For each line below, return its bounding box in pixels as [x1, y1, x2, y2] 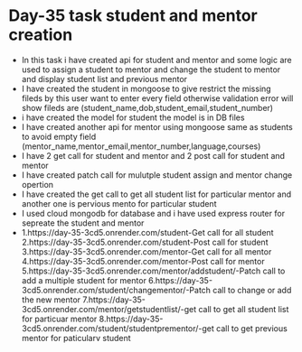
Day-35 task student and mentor [8, 5, 259, 26]
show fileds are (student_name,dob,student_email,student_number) [21, 102, 273, 113]
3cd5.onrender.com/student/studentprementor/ [21, 322, 199, 334]
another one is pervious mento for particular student [21, 198, 217, 208]
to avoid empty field [21, 131, 97, 142]
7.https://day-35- [82, 294, 146, 305]
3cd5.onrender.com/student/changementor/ [21, 284, 186, 295]
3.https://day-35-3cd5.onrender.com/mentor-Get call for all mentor [21, 245, 272, 257]
